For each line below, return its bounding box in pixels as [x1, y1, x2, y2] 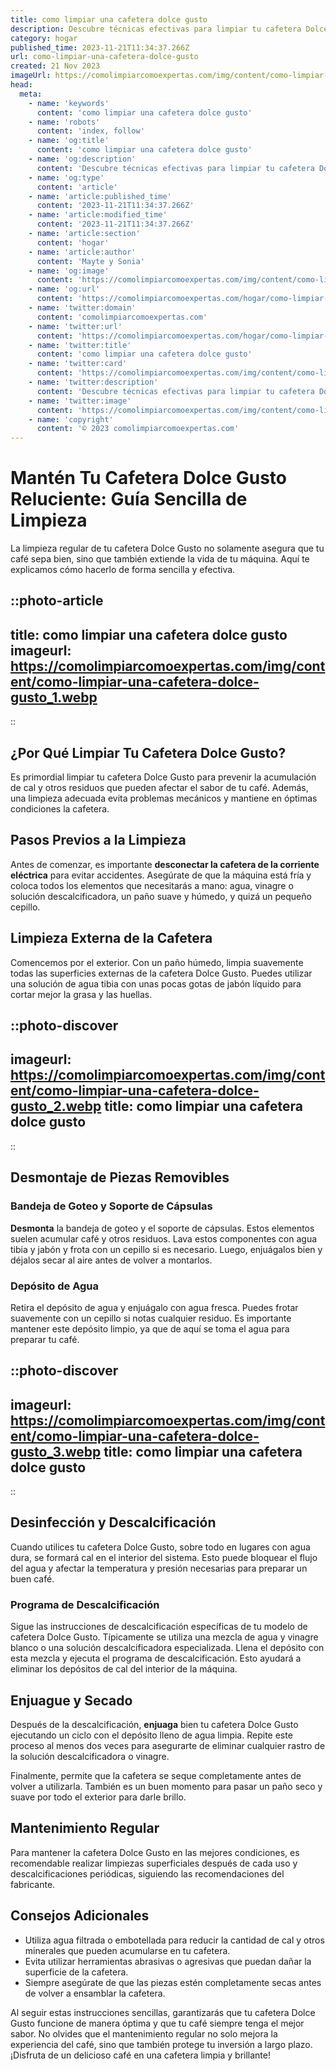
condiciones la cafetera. [10, 803, 110, 815]
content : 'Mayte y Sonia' [36, 256, 145, 266]
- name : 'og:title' [28, 136, 110, 146]
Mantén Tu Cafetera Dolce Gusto [10, 467, 287, 490]
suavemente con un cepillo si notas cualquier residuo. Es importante [10, 1312, 292, 1324]
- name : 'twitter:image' [28, 396, 132, 406]
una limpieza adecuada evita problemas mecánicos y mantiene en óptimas [10, 792, 318, 805]
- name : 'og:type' [28, 172, 105, 183]
